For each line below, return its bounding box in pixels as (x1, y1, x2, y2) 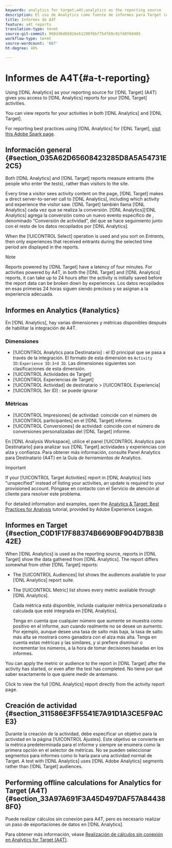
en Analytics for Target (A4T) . (5, 837, 68, 843)
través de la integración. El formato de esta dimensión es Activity (12, 355, 153, 361)
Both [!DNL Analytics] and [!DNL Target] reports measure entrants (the (5, 175, 155, 181)
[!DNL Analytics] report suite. (12, 577, 75, 583)
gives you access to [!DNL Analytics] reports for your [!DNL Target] (5, 94, 147, 100)
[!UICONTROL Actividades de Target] (12, 371, 92, 377)
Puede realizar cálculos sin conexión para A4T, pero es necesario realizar (5, 816, 161, 822)
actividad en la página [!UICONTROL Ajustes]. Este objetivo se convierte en (5, 736, 164, 742)
